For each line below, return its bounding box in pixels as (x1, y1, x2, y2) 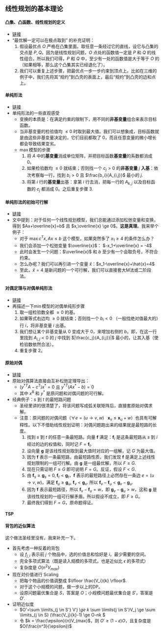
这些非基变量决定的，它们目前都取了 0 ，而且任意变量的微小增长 (28, 134, 157, 141)
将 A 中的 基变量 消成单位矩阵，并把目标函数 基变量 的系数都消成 (26, 153, 153, 159)
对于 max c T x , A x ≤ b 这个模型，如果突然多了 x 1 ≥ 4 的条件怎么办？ (19, 235, 155, 242)
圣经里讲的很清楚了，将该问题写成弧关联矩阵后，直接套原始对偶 (19, 402, 148, 408)
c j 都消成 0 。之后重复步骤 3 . (36, 186, 94, 193)
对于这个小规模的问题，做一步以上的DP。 (19, 584, 103, 589)
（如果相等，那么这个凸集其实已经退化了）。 (19, 62, 108, 68)
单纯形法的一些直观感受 (12, 110, 60, 116)
